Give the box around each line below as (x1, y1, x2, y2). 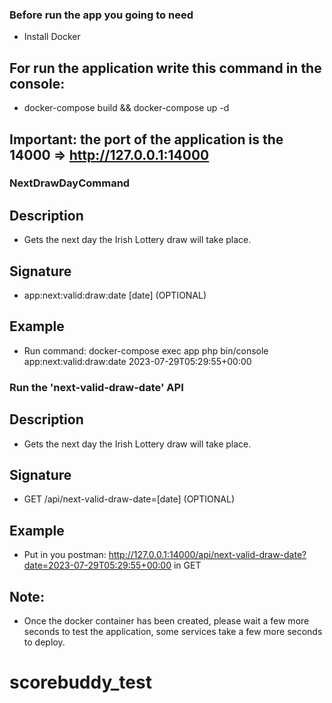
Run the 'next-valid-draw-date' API (9, 380, 184, 394)
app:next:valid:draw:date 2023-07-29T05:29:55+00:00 (23, 355, 252, 367)
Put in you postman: (23, 549, 107, 561)
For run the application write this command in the (9, 59, 322, 77)
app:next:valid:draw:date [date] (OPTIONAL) (23, 289, 207, 302)
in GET (173, 559, 202, 572)
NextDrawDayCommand (9, 176, 131, 190)
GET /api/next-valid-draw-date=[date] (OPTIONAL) (23, 493, 236, 505)
